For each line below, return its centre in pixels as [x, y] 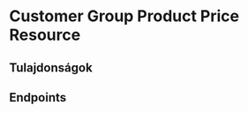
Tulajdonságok [51, 68]
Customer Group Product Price [124, 16]
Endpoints [38, 98]
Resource [45, 35]
